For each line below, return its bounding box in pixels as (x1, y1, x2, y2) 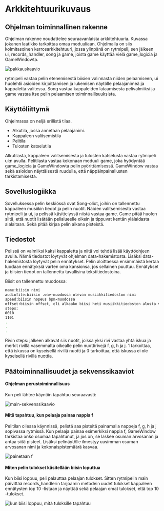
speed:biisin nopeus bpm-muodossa (5, 297, 76, 302)
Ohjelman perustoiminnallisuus (5, 381, 70, 387)
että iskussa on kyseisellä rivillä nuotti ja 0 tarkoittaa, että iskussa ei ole (5, 348, 148, 354)
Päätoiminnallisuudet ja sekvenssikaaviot (5, 367, 134, 375)
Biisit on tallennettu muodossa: (5, 278, 67, 284)
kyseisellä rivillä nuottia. (5, 353, 53, 359)
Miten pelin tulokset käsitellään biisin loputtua (5, 465, 101, 470)
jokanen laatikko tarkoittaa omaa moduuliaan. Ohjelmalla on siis (5, 41, 133, 47)
